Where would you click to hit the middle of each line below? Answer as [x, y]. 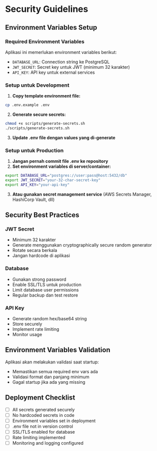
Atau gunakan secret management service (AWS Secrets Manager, [82, 194]
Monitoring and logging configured [48, 443]
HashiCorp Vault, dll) [33, 200]
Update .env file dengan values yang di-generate [64, 138]
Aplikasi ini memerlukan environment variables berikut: [61, 52]
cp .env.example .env [27, 105]
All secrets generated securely [44, 409]
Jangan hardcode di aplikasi [41, 255]
